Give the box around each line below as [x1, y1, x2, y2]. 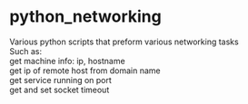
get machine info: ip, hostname [9, 55, 125, 66]
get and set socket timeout [9, 84, 110, 95]
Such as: [9, 45, 43, 56]
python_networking [9, 6, 162, 27]
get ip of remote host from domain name [9, 65, 161, 76]
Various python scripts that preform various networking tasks [9, 36, 239, 47]
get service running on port [9, 74, 112, 85]
